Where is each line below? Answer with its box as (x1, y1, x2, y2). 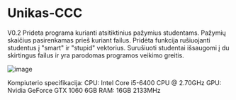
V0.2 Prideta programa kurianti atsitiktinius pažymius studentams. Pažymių (7, 28, 227, 37)
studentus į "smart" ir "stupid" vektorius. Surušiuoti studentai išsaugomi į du (7, 43, 230, 52)
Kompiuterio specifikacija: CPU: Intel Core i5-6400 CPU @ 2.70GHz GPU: (7, 78, 222, 87)
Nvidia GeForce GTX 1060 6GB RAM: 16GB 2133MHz (7, 86, 161, 94)
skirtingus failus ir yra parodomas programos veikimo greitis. (7, 51, 184, 60)
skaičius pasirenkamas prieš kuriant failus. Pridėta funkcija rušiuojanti (7, 35, 210, 44)
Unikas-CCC (7, 5, 83, 21)
